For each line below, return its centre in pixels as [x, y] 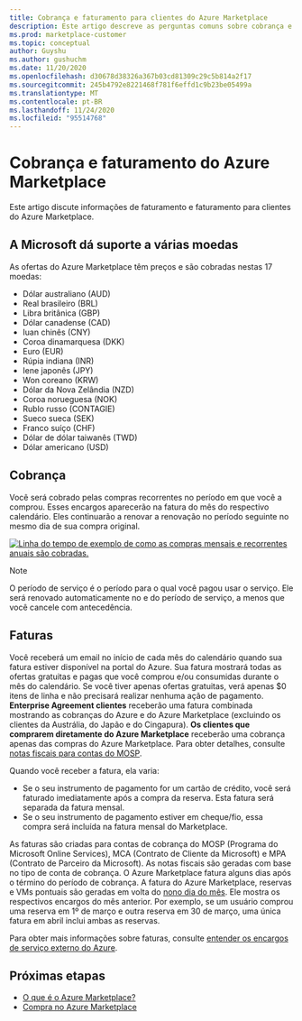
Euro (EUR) [43, 351]
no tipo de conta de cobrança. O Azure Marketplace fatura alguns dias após [150, 872]
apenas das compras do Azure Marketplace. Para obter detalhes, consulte [147, 743]
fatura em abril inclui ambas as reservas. [85, 920]
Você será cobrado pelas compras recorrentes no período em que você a [146, 497]
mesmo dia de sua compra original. [75, 526]
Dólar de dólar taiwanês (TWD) [80, 437]
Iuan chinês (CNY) [56, 332]
